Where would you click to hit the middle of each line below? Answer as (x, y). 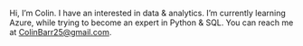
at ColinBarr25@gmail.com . (61, 32)
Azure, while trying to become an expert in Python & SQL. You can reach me (151, 23)
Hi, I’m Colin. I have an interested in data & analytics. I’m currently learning (148, 13)
